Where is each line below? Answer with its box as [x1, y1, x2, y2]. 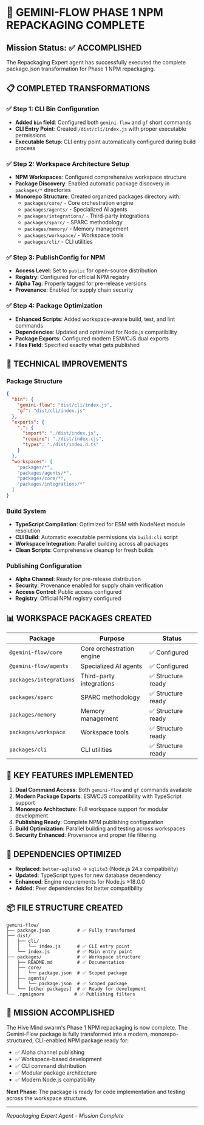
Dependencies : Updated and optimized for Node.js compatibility [15, 328, 177, 335]
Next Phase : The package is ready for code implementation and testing [6, 1088, 185, 1095]
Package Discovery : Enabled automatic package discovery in [15, 179, 170, 187]
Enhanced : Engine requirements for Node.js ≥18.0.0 [15, 878, 145, 885]
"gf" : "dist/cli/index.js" [17, 407, 86, 414]
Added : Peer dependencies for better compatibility [15, 884, 143, 892]
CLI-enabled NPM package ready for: [35, 1036, 129, 1044]
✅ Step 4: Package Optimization [6, 301, 103, 310]
